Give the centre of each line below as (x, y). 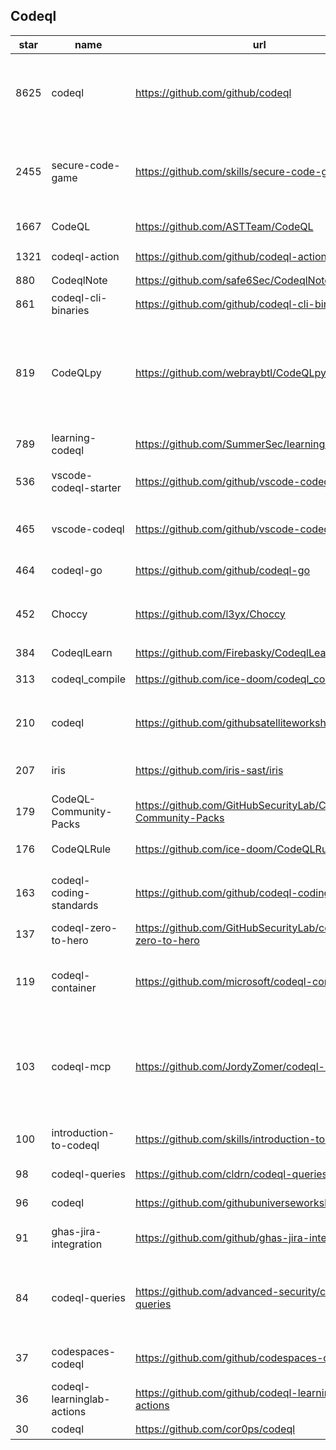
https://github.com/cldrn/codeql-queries (231, 1174)
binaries (70, 310)
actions (69, 1411)
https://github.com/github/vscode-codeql (233, 529)
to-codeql (75, 1145)
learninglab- (81, 1399)
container (74, 987)
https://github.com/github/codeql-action (230, 256)
